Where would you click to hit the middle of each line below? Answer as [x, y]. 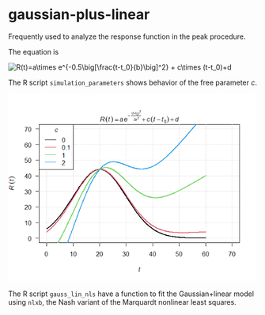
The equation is [34, 51]
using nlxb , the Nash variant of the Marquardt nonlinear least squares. [123, 302]
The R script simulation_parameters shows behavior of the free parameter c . [133, 82]
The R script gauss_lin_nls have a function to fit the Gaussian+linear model [131, 294]
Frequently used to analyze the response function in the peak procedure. [127, 36]
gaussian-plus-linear [79, 15]
